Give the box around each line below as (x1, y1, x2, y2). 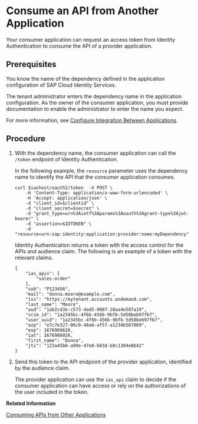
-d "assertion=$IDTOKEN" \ (25, 221, 92, 227)
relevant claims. (14, 254, 54, 261)
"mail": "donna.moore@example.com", (25, 291, 115, 297)
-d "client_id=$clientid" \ (25, 200, 94, 206)
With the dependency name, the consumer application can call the (14, 149, 176, 157)
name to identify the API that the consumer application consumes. (14, 173, 176, 180)
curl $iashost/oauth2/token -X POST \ (14, 184, 113, 191)
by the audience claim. (14, 364, 70, 372)
